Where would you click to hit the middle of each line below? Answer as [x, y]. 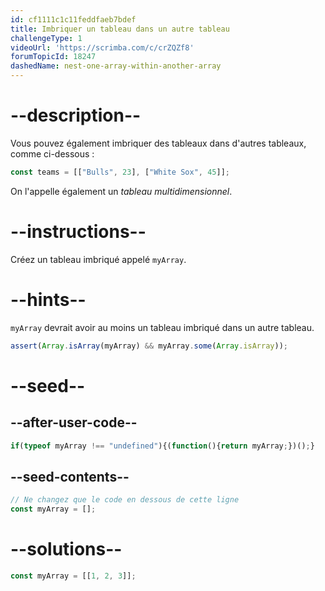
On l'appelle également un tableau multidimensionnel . [121, 191]
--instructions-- [78, 232]
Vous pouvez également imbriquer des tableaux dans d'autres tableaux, [158, 143]
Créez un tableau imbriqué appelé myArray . [98, 259]
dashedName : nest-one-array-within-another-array [116, 66]
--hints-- [48, 299]
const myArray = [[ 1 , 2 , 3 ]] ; [73, 576]
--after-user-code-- [74, 422]
